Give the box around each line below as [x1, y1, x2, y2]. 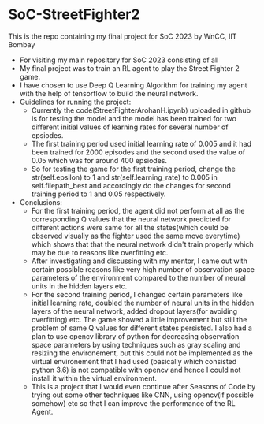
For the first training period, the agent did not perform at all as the [31, 206, 245, 215]
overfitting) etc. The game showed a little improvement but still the [31, 314, 247, 324]
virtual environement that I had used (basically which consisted [31, 356, 237, 366]
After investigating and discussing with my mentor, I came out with [31, 256, 248, 266]
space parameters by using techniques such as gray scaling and [31, 340, 241, 349]
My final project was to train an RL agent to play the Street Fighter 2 [19, 63, 240, 73]
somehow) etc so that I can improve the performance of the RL [31, 398, 236, 407]
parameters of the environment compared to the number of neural [31, 273, 246, 282]
